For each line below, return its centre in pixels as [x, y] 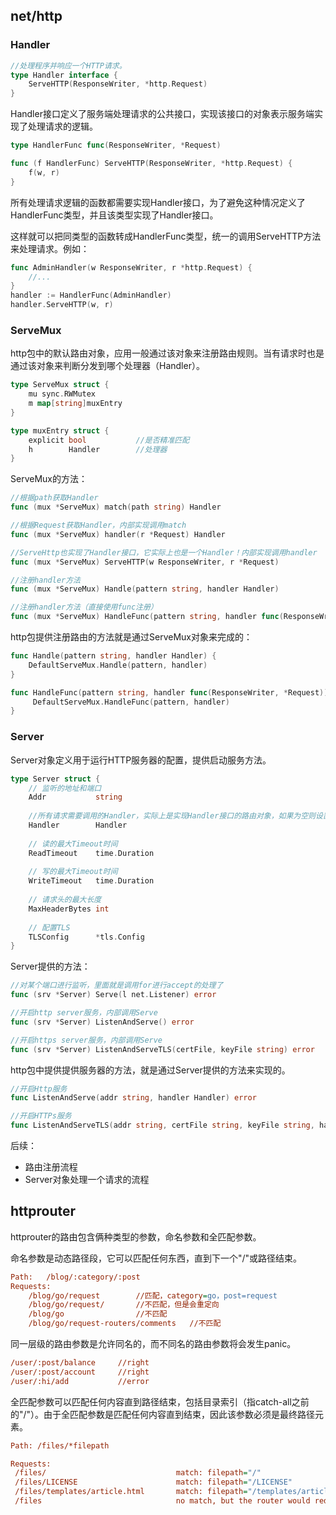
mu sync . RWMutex [62, 394]
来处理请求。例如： [50, 248]
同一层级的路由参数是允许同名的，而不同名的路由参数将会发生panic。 [153, 1344]
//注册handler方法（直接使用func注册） [84, 607]
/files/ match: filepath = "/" [138, 1473]
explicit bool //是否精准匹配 [109, 440]
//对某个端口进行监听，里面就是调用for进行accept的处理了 [117, 985]
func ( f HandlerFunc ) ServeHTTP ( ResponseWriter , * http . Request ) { [151, 164]
